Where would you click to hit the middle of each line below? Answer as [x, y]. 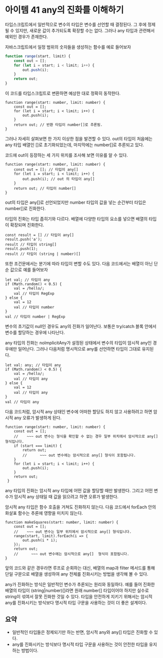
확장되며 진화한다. [27, 225]
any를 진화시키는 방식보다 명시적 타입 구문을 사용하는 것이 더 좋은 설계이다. [76, 603]
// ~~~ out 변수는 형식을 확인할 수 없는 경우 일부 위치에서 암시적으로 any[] [86, 437]
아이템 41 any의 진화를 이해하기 [64, 10]
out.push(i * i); [40, 541]
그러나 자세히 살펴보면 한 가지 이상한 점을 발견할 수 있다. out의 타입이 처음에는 [79, 139]
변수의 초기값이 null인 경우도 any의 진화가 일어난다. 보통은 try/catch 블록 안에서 [81, 327]
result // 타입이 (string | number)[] [43, 254]
